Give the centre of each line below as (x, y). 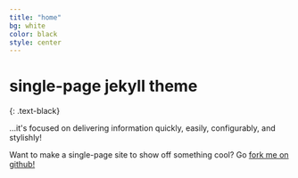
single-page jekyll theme (103, 86)
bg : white (28, 26)
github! (22, 165)
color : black (33, 34)
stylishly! (25, 138)
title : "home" (36, 17)
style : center (36, 42)
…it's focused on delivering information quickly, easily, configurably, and (143, 128)
